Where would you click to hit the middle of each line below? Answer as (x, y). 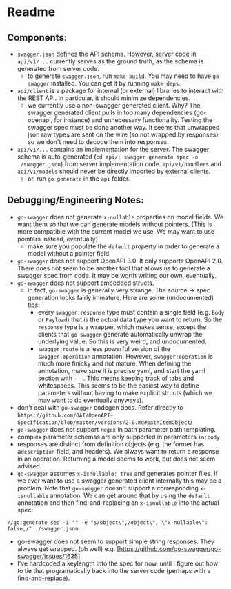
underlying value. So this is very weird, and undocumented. (122, 341)
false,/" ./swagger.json (43, 528)
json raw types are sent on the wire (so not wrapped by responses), (124, 134)
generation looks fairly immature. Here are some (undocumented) (121, 297)
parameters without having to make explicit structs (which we (125, 392)
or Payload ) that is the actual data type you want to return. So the (130, 319)
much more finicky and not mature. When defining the (114, 363)
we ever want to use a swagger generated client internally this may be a (119, 481)
